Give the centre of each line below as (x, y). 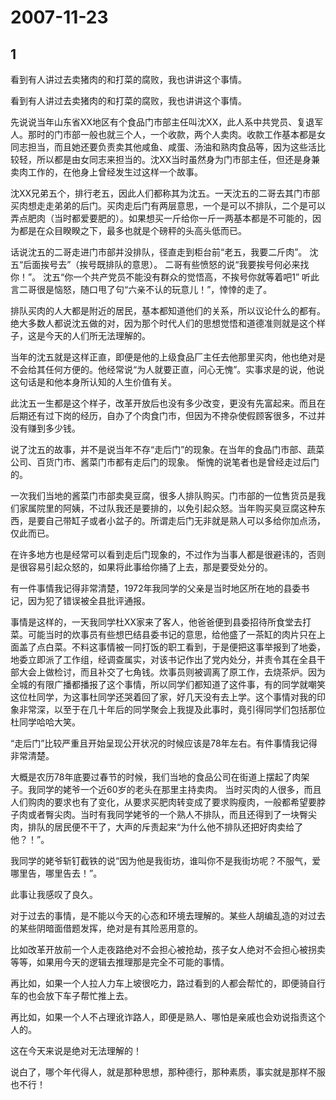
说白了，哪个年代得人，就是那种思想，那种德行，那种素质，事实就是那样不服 (168, 1072)
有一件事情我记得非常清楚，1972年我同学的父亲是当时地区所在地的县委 (156, 588)
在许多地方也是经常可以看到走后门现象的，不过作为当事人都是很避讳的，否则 (168, 554)
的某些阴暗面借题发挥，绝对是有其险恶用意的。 (106, 928)
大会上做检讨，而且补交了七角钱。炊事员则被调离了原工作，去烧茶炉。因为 (172, 672)
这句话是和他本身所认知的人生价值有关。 (93, 382)
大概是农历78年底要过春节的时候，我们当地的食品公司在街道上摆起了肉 (156, 777)
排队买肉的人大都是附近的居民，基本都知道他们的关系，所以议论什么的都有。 (168, 310)
